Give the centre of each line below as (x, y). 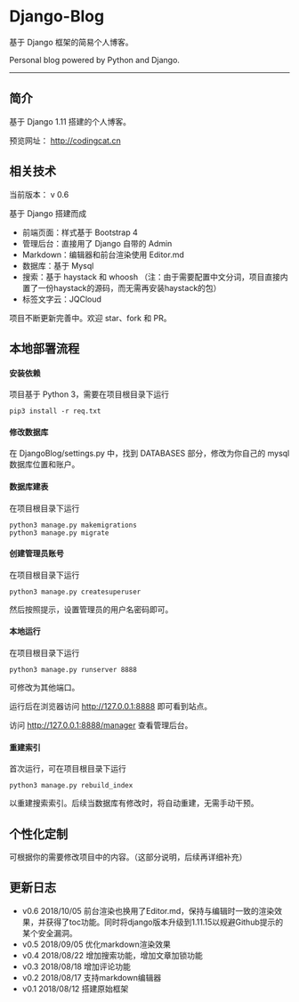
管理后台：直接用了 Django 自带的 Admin (97, 243)
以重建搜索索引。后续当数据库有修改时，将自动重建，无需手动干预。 (134, 804)
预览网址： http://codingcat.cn (65, 141)
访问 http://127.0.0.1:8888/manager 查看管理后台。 (101, 725)
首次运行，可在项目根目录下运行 (68, 769)
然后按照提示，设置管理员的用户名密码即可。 (91, 609)
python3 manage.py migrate (59, 533)
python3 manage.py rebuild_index (71, 786)
